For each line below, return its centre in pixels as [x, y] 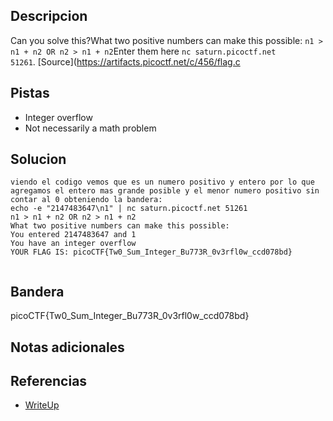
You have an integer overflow [73, 244]
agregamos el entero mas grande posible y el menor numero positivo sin [165, 191]
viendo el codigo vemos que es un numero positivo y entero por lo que [162, 182]
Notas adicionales [67, 347]
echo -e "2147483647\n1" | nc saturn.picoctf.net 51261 [129, 209]
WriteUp [42, 405]
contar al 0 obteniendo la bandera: [86, 200]
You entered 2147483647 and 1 [73, 235]
